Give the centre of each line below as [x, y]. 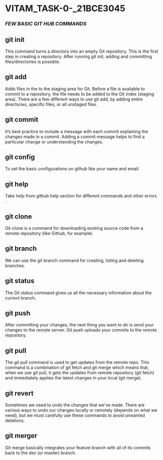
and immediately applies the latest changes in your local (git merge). [73, 378]
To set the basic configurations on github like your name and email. [72, 169]
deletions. [15, 420]
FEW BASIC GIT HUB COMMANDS [46, 24]
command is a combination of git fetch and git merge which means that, [77, 368]
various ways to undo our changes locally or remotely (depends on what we [81, 410]
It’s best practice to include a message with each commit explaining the [77, 131]
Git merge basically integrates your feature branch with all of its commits [78, 447]
